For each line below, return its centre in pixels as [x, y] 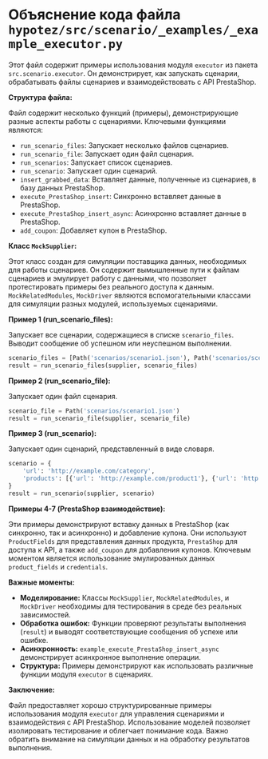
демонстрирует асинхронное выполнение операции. [110, 657]
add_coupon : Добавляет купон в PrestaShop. [93, 230]
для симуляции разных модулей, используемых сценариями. [113, 304]
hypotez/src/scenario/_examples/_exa [134, 30]
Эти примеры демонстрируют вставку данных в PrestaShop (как [119, 524]
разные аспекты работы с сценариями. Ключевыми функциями [117, 121]
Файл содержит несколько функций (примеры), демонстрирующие [124, 113]
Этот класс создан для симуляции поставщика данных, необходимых [128, 261]
